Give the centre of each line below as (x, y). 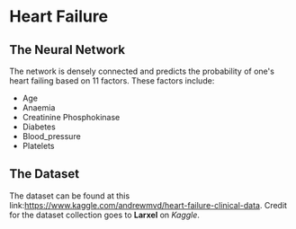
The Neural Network (67, 50)
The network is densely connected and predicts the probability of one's (142, 71)
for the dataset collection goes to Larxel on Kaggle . (105, 215)
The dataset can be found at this (70, 196)
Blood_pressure (51, 136)
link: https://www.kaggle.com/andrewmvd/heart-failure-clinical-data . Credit (148, 205)
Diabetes (39, 127)
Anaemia (39, 108)
